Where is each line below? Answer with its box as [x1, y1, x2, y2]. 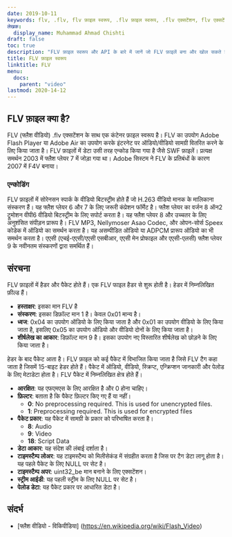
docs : [13, 74, 30, 81]
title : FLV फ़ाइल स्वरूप [7, 55, 67, 62]
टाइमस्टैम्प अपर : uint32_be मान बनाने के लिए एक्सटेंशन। [17, 467, 147, 476]
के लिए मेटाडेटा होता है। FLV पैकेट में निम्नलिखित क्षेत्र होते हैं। [7, 371, 143, 379]
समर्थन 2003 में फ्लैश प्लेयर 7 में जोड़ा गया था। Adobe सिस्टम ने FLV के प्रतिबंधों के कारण [7, 154, 210, 162]
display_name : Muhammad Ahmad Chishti [13, 29, 126, 37]
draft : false [7, 36, 45, 43]
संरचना [7, 262, 30, 274]
